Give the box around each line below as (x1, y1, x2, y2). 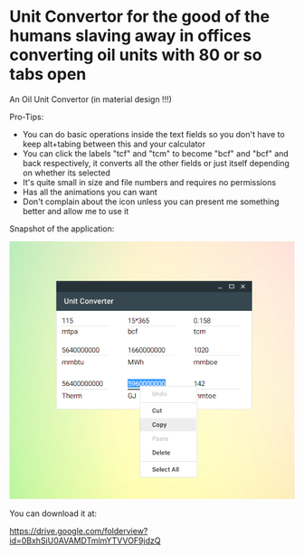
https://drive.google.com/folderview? (9, 526, 148, 537)
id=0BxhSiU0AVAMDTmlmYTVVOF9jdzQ (9, 535, 161, 546)
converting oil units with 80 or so (9, 45, 262, 65)
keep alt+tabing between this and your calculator (22, 138, 206, 149)
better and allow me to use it (22, 205, 129, 216)
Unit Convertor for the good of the (9, 6, 270, 27)
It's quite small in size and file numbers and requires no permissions (22, 176, 277, 187)
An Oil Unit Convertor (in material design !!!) (9, 93, 172, 105)
